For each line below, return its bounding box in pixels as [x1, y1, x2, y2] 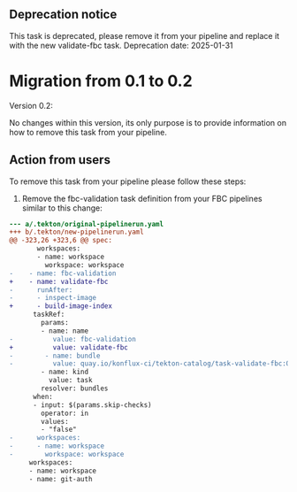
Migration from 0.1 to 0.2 [9, 71, 193, 91]
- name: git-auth [28, 474, 93, 483]
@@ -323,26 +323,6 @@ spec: [9, 236, 113, 245]
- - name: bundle [9, 351, 101, 360]
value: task [48, 376, 93, 385]
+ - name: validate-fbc [9, 277, 109, 286]
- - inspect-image [9, 294, 97, 303]
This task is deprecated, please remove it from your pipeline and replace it [9, 30, 280, 41]
